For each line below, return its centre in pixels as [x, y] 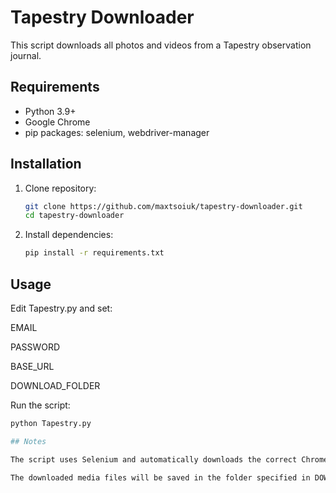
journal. [26, 55]
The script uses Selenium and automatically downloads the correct [154, 459]
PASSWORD [35, 347]
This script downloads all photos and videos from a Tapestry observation [161, 45]
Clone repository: [60, 188]
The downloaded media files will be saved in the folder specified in [160, 477]
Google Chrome [57, 122]
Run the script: [40, 405]
